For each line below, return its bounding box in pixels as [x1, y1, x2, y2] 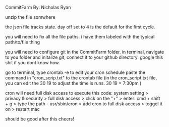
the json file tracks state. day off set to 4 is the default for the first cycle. [5, 24, 155, 30]
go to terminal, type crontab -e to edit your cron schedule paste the [5, 69, 145, 75]
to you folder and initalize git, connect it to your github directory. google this [5, 54, 163, 60]
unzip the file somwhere [5, 14, 55, 20]
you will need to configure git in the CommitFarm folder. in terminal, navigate [5, 49, 164, 55]
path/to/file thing [5, 39, 40, 45]
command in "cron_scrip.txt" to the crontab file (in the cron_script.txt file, [5, 75, 157, 80]
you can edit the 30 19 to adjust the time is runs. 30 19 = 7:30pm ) [5, 80, 142, 86]
